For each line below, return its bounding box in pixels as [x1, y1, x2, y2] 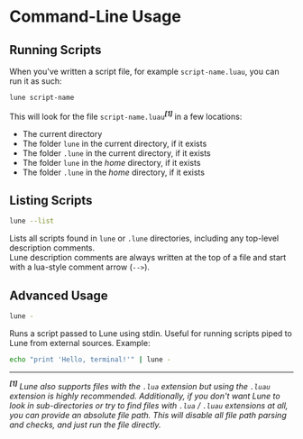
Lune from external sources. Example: [9, 337, 151, 348]
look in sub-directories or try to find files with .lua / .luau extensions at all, [9, 400, 289, 411]
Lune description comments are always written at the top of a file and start [9, 252, 287, 263]
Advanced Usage [9, 288, 108, 303]
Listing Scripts [9, 192, 93, 208]
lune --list [9, 216, 54, 226]
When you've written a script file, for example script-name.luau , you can [9, 66, 280, 77]
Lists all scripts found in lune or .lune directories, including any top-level [9, 233, 280, 244]
